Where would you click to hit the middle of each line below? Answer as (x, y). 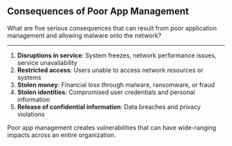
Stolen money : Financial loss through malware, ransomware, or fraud (116, 84)
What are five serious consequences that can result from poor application (112, 28)
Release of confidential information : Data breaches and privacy (109, 107)
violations (31, 114)
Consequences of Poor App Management (98, 11)
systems (29, 77)
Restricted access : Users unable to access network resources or (110, 70)
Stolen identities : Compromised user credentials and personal (106, 92)
